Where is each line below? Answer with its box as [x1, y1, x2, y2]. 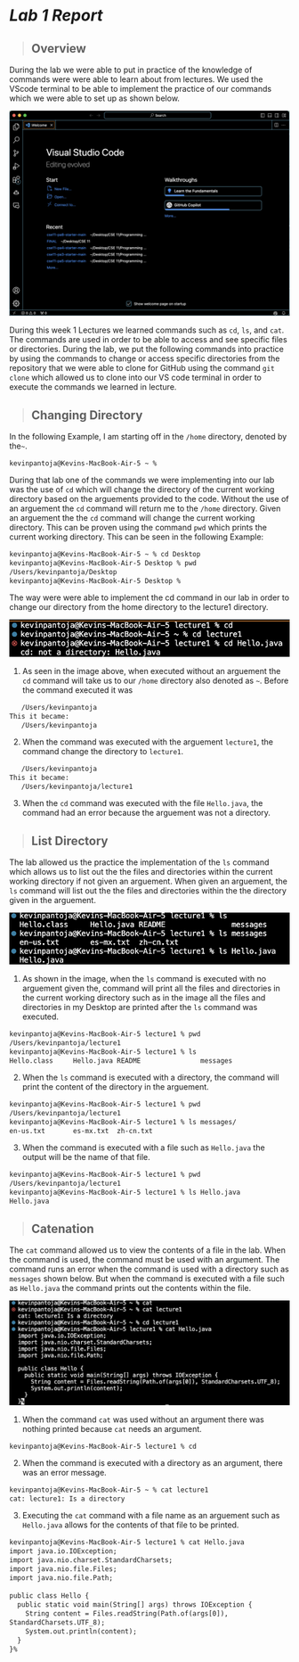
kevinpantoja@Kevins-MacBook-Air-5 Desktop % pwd [9, 558, 198, 567]
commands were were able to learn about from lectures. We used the [9, 74, 263, 85]
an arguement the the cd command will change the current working [9, 512, 255, 522]
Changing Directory [30, 407, 143, 423]
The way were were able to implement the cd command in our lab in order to [9, 592, 290, 603]
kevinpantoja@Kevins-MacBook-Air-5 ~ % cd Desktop [9, 549, 201, 558]
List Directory [30, 833, 109, 848]
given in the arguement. [9, 895, 96, 906]
